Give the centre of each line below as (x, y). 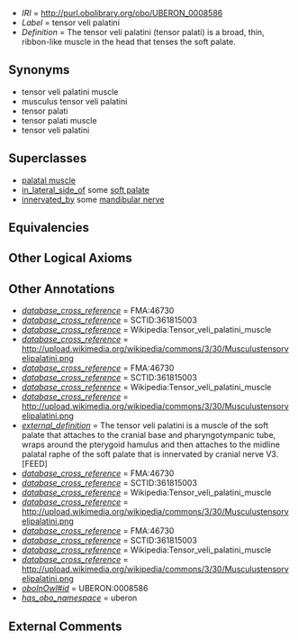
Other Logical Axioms (70, 258)
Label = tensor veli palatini (71, 23)
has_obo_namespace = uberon (79, 598)
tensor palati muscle (59, 120)
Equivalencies (49, 228)
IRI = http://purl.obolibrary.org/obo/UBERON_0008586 (122, 13)
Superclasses (48, 158)
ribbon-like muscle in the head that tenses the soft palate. (128, 41)
